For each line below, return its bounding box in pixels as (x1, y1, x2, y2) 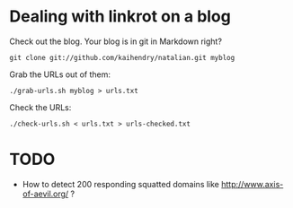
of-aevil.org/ (22, 188, 69, 199)
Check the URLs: (9, 101, 72, 113)
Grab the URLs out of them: (9, 69, 111, 80)
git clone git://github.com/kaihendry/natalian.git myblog (9, 53, 235, 62)
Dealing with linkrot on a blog (9, 6, 231, 27)
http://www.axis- (221, 178, 284, 189)
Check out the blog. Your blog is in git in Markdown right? (9, 36, 223, 47)
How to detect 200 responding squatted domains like (22, 178, 220, 189)
